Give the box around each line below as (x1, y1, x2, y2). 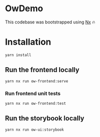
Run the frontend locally (5, 66, 80, 74)
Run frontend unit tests (5, 90, 61, 97)
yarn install (5, 52, 32, 58)
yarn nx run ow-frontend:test (5, 101, 67, 106)
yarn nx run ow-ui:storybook (5, 127, 64, 132)
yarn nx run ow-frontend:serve (5, 78, 68, 83)
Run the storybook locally (5, 114, 84, 122)
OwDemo (5, 3, 44, 14)
